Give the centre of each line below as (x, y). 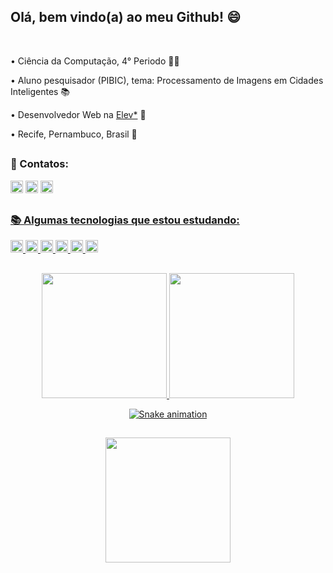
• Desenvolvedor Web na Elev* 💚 (78, 114)
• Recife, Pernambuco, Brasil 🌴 (74, 134)
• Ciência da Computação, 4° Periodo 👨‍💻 (95, 61)
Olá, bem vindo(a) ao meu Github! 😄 (126, 17)
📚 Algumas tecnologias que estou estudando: (125, 220)
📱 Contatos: (39, 164)
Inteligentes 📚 (40, 91)
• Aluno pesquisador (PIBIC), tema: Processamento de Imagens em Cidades (167, 80)
